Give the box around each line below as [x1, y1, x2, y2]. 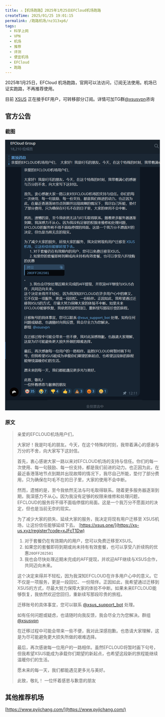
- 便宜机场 [9, 55, 29, 59]
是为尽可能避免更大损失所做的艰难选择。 [17, 634, 99, 640]
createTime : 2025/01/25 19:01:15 [5, 13, 74, 18]
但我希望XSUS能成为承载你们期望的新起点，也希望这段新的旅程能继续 [17, 650, 158, 656]
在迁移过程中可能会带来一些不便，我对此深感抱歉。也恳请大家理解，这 [17, 628, 160, 633]
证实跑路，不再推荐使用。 [5, 86, 57, 92]
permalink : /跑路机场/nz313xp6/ [5, 18, 69, 23]
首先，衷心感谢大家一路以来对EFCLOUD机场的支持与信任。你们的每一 [17, 458, 158, 464]
